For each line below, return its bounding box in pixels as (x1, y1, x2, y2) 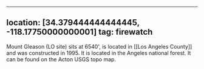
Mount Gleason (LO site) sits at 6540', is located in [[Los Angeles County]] (6, 43, 192, 50)
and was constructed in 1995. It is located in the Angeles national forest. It (6, 49, 191, 56)
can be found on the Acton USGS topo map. (6, 55, 117, 63)
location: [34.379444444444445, (6, 17, 140, 28)
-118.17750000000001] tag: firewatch (6, 27, 153, 37)
